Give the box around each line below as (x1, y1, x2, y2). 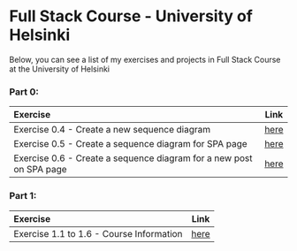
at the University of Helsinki (9, 64, 110, 74)
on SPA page (13, 164, 68, 176)
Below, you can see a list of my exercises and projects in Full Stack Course (9, 54, 281, 65)
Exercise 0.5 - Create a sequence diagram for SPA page (13, 138, 247, 150)
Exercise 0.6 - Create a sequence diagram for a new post (13, 152, 254, 164)
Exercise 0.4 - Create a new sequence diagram (13, 124, 211, 136)
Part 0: (9, 86, 40, 98)
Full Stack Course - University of (9, 6, 254, 27)
